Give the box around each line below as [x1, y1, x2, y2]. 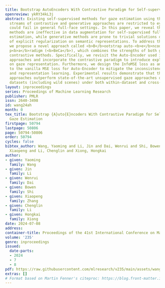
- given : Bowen [5, 185, 36, 190]
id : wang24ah [5, 103, 32, 108]
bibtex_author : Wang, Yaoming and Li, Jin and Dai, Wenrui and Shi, [5, 144, 148, 149]
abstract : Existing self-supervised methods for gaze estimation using [5, 16, 155, 21]
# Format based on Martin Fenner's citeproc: [5, 276, 100, 281]
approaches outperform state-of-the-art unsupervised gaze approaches [9, 75, 157, 80]
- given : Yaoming [5, 157, 41, 162]
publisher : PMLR [5, 94, 38, 98]
